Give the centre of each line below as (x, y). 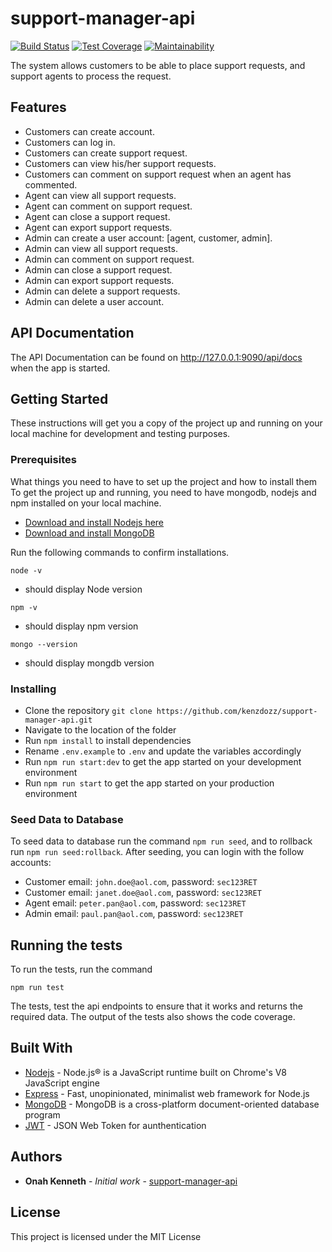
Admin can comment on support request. (109, 259)
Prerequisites (43, 460)
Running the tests (66, 945)
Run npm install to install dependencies (108, 740)
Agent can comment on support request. (108, 206)
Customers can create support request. (106, 153)
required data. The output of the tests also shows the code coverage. (153, 1017)
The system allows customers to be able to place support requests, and (158, 65)
